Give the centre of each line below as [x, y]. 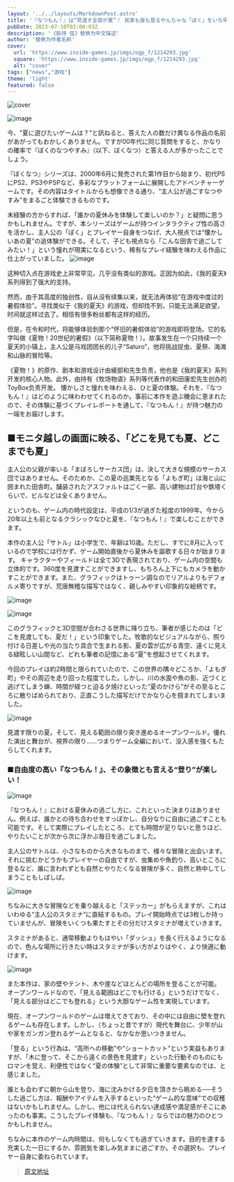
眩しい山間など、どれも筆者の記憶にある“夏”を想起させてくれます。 [116, 654]
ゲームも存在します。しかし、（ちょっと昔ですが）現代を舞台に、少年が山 [118, 1025]
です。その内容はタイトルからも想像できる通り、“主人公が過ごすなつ [118, 191]
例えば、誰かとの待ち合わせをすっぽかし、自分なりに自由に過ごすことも [123, 819]
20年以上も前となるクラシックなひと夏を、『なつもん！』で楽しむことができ [116, 519]
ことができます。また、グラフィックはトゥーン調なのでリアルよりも [110, 577]
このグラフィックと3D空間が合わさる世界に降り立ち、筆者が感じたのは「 [112, 628]
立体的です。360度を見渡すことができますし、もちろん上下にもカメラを [110, 569]
